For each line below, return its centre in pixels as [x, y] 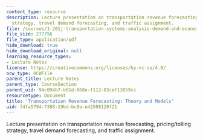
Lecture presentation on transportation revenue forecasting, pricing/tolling [99, 124]
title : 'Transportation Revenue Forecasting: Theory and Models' [90, 101]
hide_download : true [32, 46]
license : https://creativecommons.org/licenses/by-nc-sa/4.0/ [86, 68]
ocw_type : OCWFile [29, 73]
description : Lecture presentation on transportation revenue [86, 17]
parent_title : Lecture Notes [43, 79]
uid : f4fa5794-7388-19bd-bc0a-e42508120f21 [62, 107]
